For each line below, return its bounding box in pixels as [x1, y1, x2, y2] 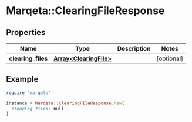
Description [117, 45, 151, 53]
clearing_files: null [11, 106, 65, 111]
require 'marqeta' [6, 89, 51, 96]
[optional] [156, 54, 184, 62]
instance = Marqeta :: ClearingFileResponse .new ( [6, 100, 125, 106]
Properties [6, 27, 46, 37]
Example [6, 74, 39, 84]
